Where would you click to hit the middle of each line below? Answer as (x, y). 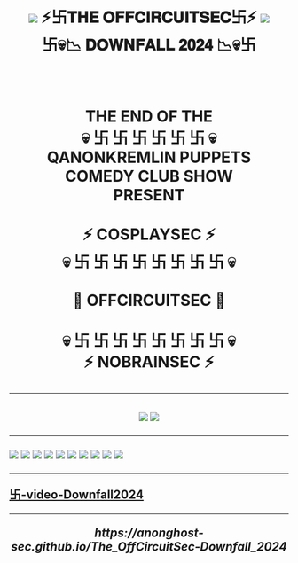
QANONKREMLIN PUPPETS (149, 157)
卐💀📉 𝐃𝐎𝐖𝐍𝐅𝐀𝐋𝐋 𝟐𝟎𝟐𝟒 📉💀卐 (149, 45)
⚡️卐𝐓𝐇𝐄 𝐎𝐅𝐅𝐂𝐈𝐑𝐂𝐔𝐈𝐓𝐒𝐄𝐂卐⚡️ (149, 17)
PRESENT (149, 195)
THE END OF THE (149, 117)
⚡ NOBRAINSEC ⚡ (149, 362)
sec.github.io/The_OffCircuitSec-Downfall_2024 (149, 547)
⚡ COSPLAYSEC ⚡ (149, 235)
